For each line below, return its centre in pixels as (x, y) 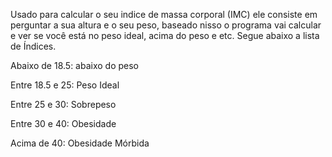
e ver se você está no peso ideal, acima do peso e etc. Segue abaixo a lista (165, 35)
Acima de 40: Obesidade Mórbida (80, 143)
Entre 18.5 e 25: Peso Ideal (65, 85)
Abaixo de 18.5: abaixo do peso (75, 65)
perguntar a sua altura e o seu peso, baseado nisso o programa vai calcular (166, 25)
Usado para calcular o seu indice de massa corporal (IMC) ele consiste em (164, 14)
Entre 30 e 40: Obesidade (63, 123)
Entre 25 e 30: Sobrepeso (63, 104)
